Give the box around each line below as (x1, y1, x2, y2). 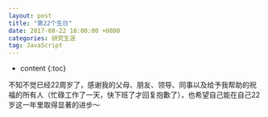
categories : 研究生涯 (8, 34, 76, 42)
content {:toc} (19, 63, 67, 73)
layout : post (8, 11, 52, 20)
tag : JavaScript (8, 42, 63, 50)
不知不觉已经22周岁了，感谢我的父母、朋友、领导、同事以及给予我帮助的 (8, 80, 250, 90)
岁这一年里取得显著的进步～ (8, 100, 101, 110)
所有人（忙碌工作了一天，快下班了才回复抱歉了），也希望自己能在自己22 (22, 90, 261, 100)
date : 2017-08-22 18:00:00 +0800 (8, 26, 121, 34)
